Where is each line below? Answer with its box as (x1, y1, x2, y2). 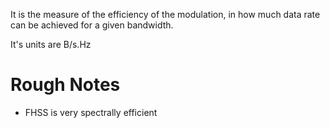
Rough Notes (10, 74, 121, 96)
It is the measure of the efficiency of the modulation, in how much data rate (10, 9, 321, 20)
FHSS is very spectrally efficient (24, 106, 158, 118)
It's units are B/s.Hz (10, 39, 92, 50)
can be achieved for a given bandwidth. (10, 19, 174, 31)
